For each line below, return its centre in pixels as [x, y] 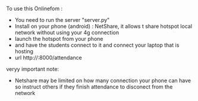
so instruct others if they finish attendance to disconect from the [94, 87]
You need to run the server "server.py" [62, 20]
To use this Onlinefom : [34, 9]
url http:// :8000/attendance [48, 58]
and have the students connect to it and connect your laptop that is [97, 45]
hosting [24, 51]
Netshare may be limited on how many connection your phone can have [103, 80]
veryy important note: [33, 69]
